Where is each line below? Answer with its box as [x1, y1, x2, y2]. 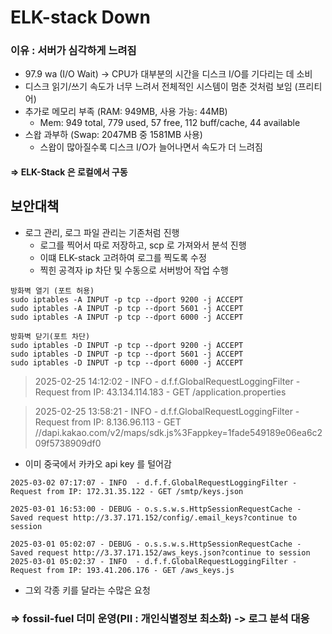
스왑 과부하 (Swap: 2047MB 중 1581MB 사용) [24, 129, 203, 141]
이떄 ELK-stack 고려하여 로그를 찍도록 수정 [39, 251, 207, 263]
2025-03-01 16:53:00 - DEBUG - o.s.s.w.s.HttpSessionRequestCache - [10, 504, 302, 514]
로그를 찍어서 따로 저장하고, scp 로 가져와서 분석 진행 [39, 239, 247, 251]
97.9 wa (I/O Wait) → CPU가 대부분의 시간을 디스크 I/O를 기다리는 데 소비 [24, 68, 313, 80]
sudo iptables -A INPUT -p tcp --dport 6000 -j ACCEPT [10, 312, 244, 322]
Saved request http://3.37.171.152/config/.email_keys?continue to [10, 512, 298, 523]
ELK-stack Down [10, 6, 151, 29]
